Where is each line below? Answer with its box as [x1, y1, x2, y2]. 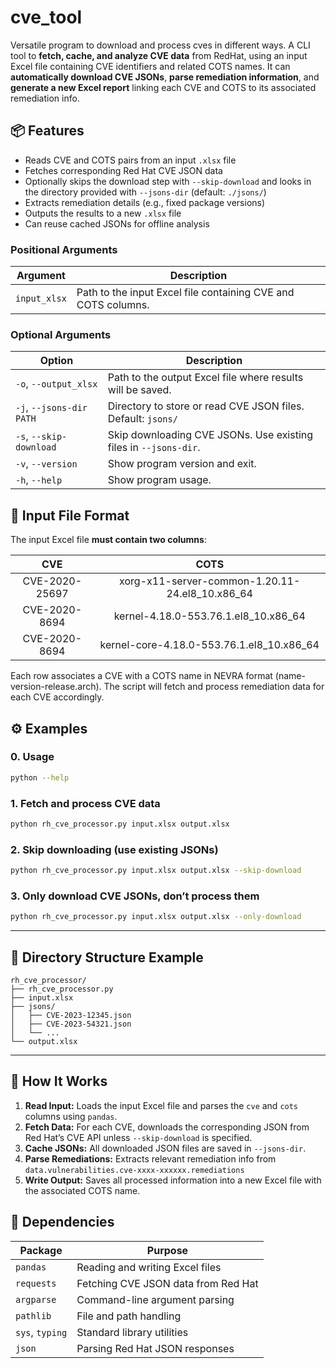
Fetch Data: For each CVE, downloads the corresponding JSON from [24, 1121, 310, 1133]
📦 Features [10, 122, 85, 140]
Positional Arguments [10, 242, 118, 256]
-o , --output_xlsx [15, 377, 98, 391]
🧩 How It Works [10, 1073, 108, 1090]
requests [15, 1277, 57, 1289]
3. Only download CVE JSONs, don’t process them [10, 889, 260, 903]
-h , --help [15, 473, 63, 487]
